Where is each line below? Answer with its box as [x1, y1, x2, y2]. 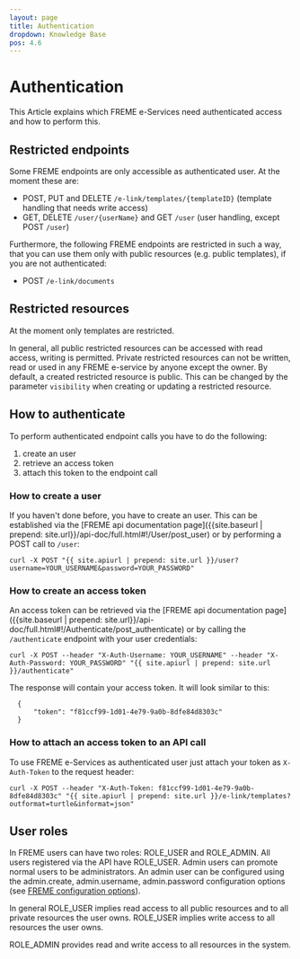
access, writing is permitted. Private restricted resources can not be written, [9, 352, 291, 363]
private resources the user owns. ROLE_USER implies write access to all [9, 912, 276, 923]
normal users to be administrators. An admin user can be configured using [9, 867, 285, 877]
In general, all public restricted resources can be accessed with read [9, 342, 263, 353]
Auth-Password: [9, 659, 66, 668]
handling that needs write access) [22, 203, 148, 213]
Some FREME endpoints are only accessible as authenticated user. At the [9, 166, 280, 176]
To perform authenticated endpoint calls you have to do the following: [9, 430, 268, 441]
